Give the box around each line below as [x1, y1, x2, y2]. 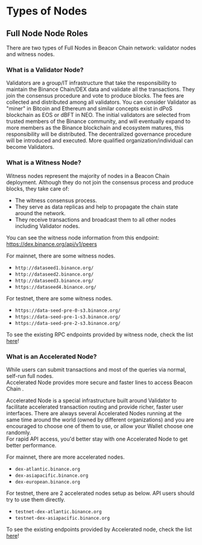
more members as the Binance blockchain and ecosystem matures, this [6, 124, 184, 131]
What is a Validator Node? [6, 65, 84, 74]
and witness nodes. [6, 51, 55, 58]
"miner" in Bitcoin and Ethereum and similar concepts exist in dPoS [6, 105, 173, 112]
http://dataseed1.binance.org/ [14, 265, 94, 271]
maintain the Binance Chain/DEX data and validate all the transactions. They [6, 86, 195, 93]
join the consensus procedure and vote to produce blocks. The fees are [6, 92, 185, 99]
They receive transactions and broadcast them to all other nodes [14, 216, 176, 223]
